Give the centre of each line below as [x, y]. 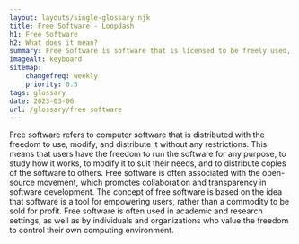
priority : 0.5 [52, 84]
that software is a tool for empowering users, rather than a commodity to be [149, 202]
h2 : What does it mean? [54, 43]
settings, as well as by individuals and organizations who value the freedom [149, 221]
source [22, 183]
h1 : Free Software [44, 34]
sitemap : [26, 68]
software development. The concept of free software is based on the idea [146, 192]
